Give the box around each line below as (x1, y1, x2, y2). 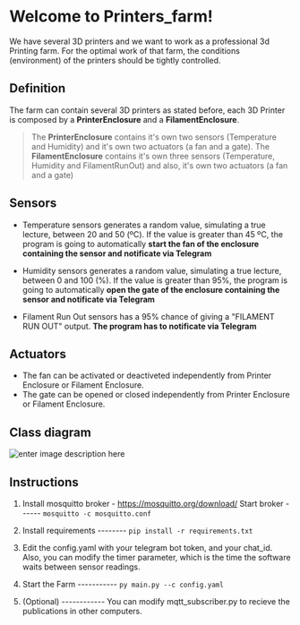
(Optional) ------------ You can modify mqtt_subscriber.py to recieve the (21, 596, 291, 606)
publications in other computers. (21, 606, 142, 616)
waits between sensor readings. (21, 561, 141, 572)
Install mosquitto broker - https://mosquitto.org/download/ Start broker (21, 499, 284, 509)
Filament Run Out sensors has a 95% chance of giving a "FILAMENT (21, 311, 275, 321)
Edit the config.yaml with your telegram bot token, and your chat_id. (21, 543, 273, 552)
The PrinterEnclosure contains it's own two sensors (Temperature (30, 132, 278, 142)
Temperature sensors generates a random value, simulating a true (21, 219, 266, 230)
